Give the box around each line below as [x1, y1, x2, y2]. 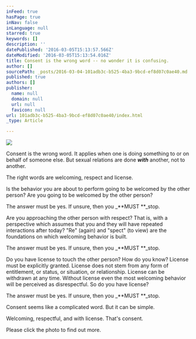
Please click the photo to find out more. [6, 327, 102, 334]
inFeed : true [6, 8, 38, 15]
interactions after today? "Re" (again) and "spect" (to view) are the [6, 227, 167, 234]
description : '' [6, 42, 46, 48]
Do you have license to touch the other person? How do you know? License [6, 256, 189, 263]
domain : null [11, 96, 43, 102]
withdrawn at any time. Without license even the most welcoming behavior [6, 274, 187, 282]
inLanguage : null [6, 25, 49, 31]
